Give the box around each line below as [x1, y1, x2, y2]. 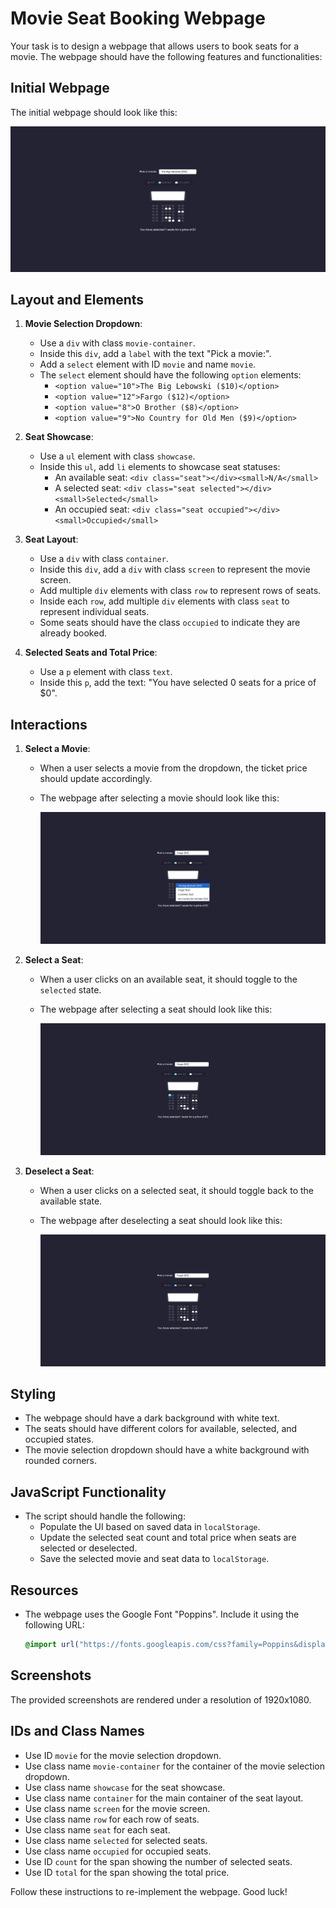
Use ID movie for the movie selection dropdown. [24, 1749, 222, 1761]
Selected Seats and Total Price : [24, 647, 158, 659]
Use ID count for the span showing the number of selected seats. [24, 1855, 293, 1867]
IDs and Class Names [10, 1723, 145, 1740]
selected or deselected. [39, 1542, 138, 1554]
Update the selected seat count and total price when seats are [39, 1532, 297, 1544]
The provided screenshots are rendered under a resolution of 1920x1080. [10, 1693, 312, 1706]
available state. [39, 1195, 103, 1207]
